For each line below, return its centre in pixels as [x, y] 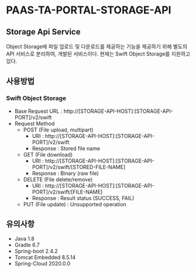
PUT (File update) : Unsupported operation [75, 204]
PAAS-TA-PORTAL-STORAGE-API [89, 10]
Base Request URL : [38, 111]
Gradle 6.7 [27, 245]
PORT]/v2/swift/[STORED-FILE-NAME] [79, 167]
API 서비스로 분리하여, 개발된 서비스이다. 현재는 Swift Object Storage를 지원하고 [98, 54]
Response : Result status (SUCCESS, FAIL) [83, 198]
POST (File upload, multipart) [58, 130]
